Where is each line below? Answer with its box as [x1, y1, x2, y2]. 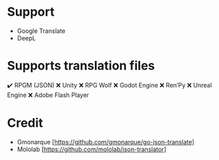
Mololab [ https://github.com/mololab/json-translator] [16, 145, 166, 153]
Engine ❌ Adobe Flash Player [7, 90, 90, 99]
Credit [7, 116, 43, 131]
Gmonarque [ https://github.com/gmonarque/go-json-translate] [16, 137, 195, 146]
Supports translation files [7, 58, 155, 74]
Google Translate [16, 27, 66, 35]
